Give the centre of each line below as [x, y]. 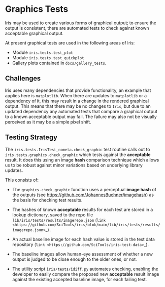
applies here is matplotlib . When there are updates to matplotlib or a [76, 95]
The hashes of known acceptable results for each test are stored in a [82, 209]
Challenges [23, 78]
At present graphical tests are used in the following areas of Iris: [70, 42]
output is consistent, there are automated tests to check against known [77, 28]
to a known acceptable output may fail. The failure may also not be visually [81, 117]
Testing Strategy [31, 138]
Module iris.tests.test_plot [43, 52]
